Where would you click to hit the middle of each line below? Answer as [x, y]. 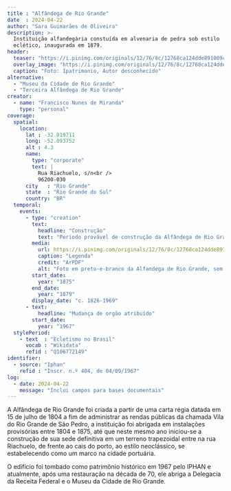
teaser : [24, 58]
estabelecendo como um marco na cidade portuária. [81, 453]
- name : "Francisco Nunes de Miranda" [69, 103]
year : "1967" [56, 326]
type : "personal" [44, 109]
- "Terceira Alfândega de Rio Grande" [69, 90]
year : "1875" [56, 282]
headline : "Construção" [72, 231]
